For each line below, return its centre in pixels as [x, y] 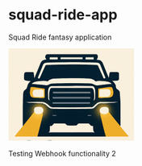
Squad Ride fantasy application [60, 37]
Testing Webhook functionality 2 [62, 153]
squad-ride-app [63, 15]
